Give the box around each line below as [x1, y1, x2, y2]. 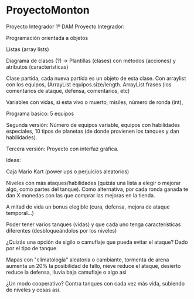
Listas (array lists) [6, 45, 49, 53]
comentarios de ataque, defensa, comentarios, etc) [6, 87, 130, 94]
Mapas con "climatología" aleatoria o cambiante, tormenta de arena [6, 256, 169, 263]
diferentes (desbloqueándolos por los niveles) [6, 227, 117, 234]
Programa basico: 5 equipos [6, 110, 74, 117]
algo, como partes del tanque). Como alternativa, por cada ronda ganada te [6, 186, 189, 193]
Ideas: [6, 156, 21, 163]
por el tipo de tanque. [6, 244, 59, 251]
